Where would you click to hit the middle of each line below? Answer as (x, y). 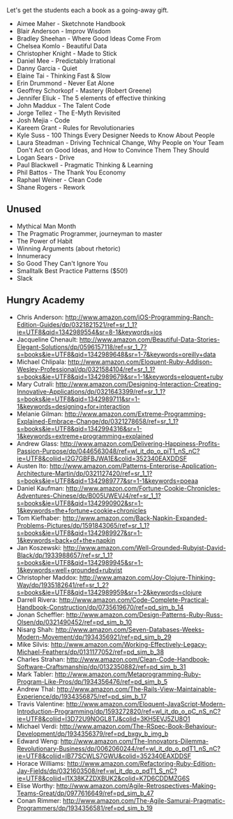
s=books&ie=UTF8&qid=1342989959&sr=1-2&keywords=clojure (109, 592)
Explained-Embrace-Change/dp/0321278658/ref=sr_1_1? (98, 421)
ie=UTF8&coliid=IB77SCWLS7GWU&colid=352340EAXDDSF (104, 756)
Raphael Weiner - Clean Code (59, 180)
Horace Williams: (41, 763)
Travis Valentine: (40, 703)
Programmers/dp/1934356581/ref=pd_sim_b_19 (84, 808)
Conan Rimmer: (39, 800)
